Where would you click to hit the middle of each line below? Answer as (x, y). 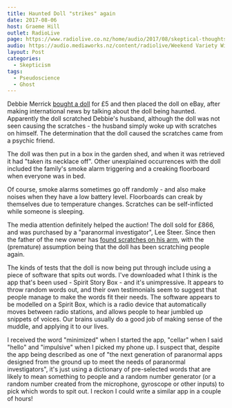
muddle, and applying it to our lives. (58, 326)
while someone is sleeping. (46, 212)
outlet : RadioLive (33, 33)
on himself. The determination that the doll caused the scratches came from (115, 133)
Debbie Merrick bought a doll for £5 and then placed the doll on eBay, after (114, 104)
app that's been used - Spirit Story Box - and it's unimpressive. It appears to (116, 282)
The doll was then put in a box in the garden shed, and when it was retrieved (116, 154)
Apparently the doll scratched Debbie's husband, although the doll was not (114, 119)
